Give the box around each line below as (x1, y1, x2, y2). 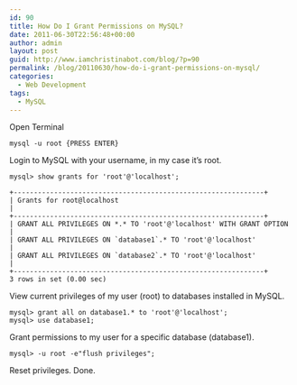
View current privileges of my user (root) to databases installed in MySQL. (9, 290, 285, 302)
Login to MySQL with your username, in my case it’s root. (9, 155, 222, 166)
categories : (9, 72, 54, 81)
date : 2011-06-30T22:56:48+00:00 (9, 30, 135, 39)
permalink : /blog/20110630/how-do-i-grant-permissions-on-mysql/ (9, 64, 260, 73)
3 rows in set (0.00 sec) (9, 275, 107, 284)
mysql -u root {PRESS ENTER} (9, 139, 119, 149)
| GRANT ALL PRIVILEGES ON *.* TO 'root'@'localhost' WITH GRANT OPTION (9, 220, 289, 229)
